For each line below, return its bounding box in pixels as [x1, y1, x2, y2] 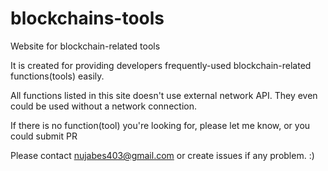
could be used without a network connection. [10, 100, 197, 112]
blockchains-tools [10, 7, 165, 30]
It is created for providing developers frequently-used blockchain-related [10, 59, 312, 71]
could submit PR [10, 130, 78, 142]
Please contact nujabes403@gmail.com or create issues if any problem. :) [10, 149, 315, 161]
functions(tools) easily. [10, 70, 105, 82]
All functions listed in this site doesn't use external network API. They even [10, 89, 318, 101]
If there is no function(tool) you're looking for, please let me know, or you [10, 119, 311, 131]
